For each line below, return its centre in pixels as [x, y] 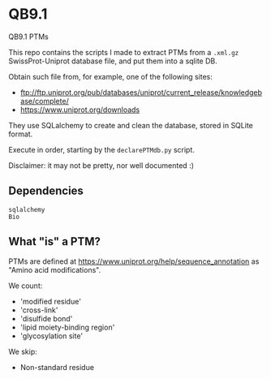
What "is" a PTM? [55, 241]
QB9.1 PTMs [28, 37]
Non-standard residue [57, 367]
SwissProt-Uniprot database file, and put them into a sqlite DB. [113, 61]
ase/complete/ [44, 101]
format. [21, 134]
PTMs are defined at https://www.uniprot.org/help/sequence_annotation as [134, 261]
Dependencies [46, 191]
